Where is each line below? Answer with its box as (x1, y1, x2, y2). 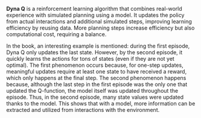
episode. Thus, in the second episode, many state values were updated (6, 93, 184, 101)
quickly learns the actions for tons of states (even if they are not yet (6, 55, 175, 62)
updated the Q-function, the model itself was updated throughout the (6, 87, 179, 94)
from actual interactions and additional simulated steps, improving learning (6, 18, 192, 25)
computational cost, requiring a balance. (6, 31, 107, 38)
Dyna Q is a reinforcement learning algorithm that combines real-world (6, 5, 182, 12)
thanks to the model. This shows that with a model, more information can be (6, 100, 196, 107)
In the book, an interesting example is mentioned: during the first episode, (6, 42, 190, 49)
